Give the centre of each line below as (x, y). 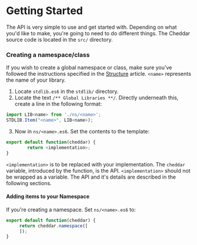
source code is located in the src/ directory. (59, 39)
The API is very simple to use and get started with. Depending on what (92, 27)
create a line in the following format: (58, 104)
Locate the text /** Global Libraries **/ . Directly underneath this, (96, 98)
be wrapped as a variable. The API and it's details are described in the (91, 177)
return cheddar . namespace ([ (54, 226)
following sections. (29, 183)
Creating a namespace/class (48, 55)
